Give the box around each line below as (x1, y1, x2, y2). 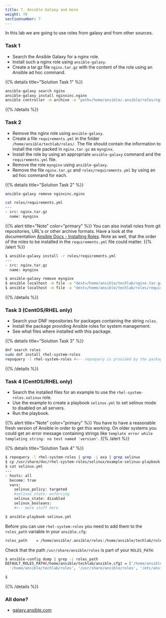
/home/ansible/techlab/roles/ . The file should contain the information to (12, 140, 161, 146)
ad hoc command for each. (12, 172, 68, 178)
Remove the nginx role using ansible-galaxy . (12, 130, 104, 136)
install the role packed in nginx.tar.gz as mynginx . (12, 146, 114, 152)
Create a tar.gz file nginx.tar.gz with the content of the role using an (12, 64, 153, 70)
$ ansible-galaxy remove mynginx (5, 276, 74, 281)
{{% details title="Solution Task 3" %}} (5, 338, 84, 344)
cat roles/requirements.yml (5, 200, 63, 205)
